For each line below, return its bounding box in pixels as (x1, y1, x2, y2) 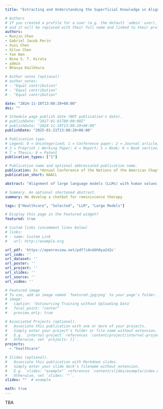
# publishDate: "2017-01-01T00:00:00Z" (5, 119, 86, 124)
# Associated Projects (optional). (5, 319, 77, 324)
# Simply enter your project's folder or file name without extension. (5, 328, 158, 333)
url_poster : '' (5, 261, 36, 266)
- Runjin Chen (5, 34, 34, 39)
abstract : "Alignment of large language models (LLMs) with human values (5, 181, 158, 186)
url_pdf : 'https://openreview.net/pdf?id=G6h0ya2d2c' (5, 247, 116, 252)
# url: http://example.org (5, 239, 64, 244)
